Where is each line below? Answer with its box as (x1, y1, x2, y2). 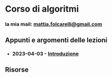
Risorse (5, 65, 29, 74)
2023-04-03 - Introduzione (12, 50, 79, 57)
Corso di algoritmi (5, 3, 79, 15)
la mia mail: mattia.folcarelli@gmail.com (5, 21, 102, 28)
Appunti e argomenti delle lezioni (5, 36, 108, 44)
